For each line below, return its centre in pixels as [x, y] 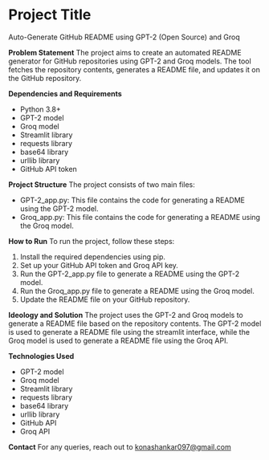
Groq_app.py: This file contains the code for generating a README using [140, 217]
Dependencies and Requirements [65, 93]
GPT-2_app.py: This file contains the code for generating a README [132, 200]
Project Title [50, 15]
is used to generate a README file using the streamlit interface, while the [129, 332]
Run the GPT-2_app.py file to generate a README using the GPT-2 [130, 274]
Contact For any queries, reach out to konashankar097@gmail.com [120, 446]
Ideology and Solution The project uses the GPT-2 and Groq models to [126, 315]
